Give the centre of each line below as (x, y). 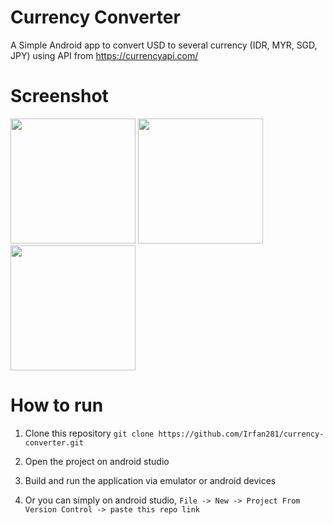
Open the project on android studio (97, 461)
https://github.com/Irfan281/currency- (241, 434)
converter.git (54, 442)
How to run (57, 405)
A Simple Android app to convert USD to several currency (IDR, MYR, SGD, (164, 45)
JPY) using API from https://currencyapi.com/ (104, 55)
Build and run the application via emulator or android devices (150, 480)
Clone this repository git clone (89, 433)
